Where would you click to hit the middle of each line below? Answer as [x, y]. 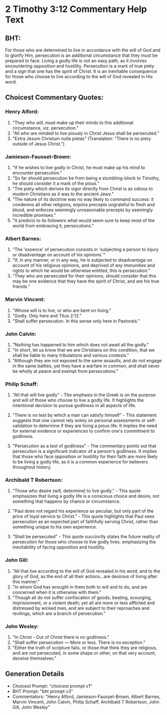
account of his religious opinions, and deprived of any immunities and [83, 266]
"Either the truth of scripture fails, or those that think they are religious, [85, 648]
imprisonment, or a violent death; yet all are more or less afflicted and [83, 603]
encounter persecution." [37, 172]
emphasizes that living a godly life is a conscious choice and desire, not [86, 496]
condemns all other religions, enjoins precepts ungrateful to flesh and [83, 204]
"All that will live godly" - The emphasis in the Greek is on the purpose [84, 395]
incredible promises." [34, 215]
